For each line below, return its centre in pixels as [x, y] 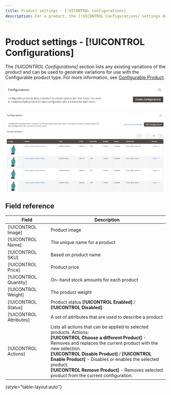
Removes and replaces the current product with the [104, 343]
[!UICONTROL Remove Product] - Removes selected [107, 370]
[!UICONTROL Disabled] [77, 307]
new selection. [66, 349]
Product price [65, 267]
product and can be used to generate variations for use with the [72, 72]
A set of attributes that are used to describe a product [107, 317]
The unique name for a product [83, 242]
